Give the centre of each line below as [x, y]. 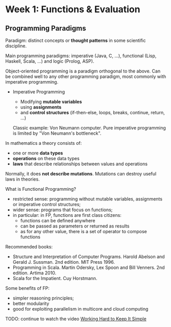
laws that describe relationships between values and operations [80, 164]
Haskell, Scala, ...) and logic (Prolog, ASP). [50, 61]
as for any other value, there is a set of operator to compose [83, 231]
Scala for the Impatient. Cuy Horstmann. [55, 278]
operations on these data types [46, 158]
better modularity [31, 304]
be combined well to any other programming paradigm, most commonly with [86, 77]
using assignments [41, 107]
